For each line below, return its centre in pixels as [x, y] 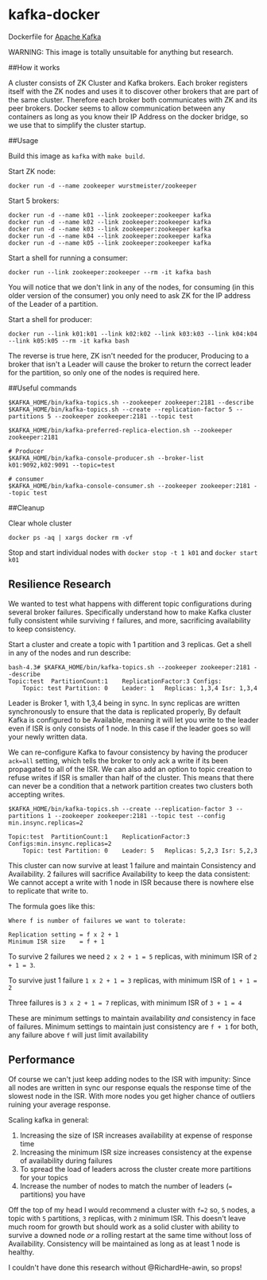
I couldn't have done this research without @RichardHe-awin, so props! [125, 1267]
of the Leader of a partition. [53, 304]
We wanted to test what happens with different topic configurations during [130, 603]
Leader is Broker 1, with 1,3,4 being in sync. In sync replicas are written [124, 703]
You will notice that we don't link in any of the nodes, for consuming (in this [131, 287]
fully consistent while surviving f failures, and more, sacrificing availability [130, 620]
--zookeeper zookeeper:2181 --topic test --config [140, 816]
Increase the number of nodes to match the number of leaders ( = [126, 1185]
